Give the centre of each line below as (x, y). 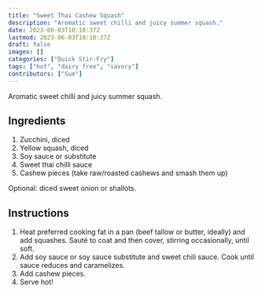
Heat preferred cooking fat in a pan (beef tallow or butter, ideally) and (132, 232)
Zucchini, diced (44, 140)
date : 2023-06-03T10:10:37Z (54, 30)
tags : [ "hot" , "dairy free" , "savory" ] (74, 67)
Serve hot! (36, 282)
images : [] (26, 52)
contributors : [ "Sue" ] (45, 74)
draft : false (30, 45)
